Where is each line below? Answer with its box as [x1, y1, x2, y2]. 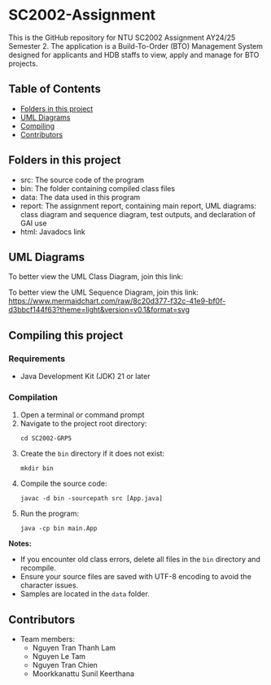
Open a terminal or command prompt [20, 410, 145, 420]
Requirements [8, 352, 66, 364]
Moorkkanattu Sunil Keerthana [32, 669, 135, 678]
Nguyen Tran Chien [32, 661, 98, 670]
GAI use [20, 218, 47, 228]
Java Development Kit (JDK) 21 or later [20, 372, 151, 382]
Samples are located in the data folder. [20, 589, 151, 599]
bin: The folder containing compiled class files [20, 183, 176, 193]
